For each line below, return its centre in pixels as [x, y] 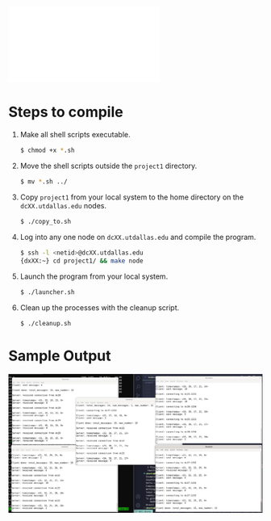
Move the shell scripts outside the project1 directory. [108, 166]
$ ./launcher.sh [47, 292]
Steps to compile [66, 112]
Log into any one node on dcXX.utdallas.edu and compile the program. [138, 237]
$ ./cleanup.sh [46, 324]
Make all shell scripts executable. [75, 134]
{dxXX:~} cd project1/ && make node [81, 261]
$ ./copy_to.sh [46, 221]
